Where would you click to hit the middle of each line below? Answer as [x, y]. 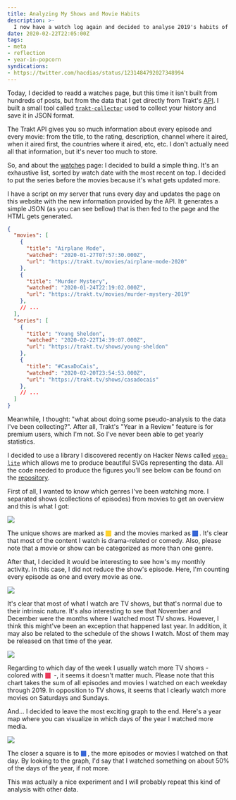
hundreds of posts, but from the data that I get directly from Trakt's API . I [113, 100]
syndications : [28, 66]
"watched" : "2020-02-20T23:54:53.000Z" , [86, 373]
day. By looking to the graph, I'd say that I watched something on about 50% [118, 761]
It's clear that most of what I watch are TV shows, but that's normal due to [115, 604]
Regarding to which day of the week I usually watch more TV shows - [108, 668]
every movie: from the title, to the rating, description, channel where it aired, [118, 136]
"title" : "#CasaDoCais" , [62, 366]
